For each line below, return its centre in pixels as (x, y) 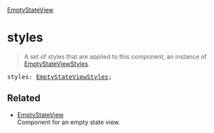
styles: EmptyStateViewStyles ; (60, 77)
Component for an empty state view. (69, 122)
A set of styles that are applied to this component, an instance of (115, 56)
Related (24, 98)
